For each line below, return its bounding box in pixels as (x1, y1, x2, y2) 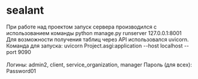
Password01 (6, 67, 36, 74)
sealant (6, 4, 44, 17)
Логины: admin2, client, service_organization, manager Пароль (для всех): (6, 61, 193, 68)
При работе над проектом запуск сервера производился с (6, 23, 157, 30)
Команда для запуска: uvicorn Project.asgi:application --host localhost (6, 42, 183, 49)
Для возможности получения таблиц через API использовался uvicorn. (6, 36, 189, 43)
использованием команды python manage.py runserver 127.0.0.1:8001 (6, 29, 182, 36)
